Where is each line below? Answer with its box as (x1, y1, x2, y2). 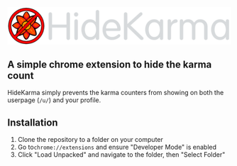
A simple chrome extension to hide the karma (7, 59, 212, 71)
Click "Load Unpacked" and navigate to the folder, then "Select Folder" (17, 150, 226, 159)
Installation (7, 116, 58, 128)
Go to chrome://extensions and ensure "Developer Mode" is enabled (17, 143, 217, 152)
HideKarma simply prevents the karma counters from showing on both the (7, 89, 224, 97)
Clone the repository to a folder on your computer (17, 135, 163, 144)
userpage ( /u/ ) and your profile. (7, 96, 101, 104)
